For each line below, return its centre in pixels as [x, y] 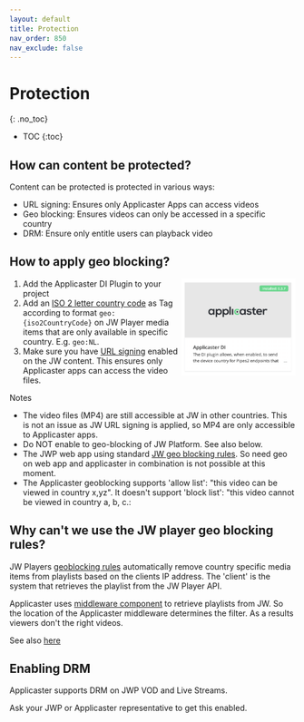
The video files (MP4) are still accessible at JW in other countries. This [155, 415]
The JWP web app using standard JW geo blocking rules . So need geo [155, 454]
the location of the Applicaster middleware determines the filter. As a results [152, 613]
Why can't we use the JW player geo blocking [142, 531]
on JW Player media [132, 322]
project [36, 293]
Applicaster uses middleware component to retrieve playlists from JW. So [147, 603]
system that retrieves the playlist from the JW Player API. [116, 586]
